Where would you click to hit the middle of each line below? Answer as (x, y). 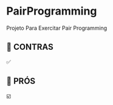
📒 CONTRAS (30, 47)
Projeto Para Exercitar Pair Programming (57, 28)
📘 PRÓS (21, 81)
